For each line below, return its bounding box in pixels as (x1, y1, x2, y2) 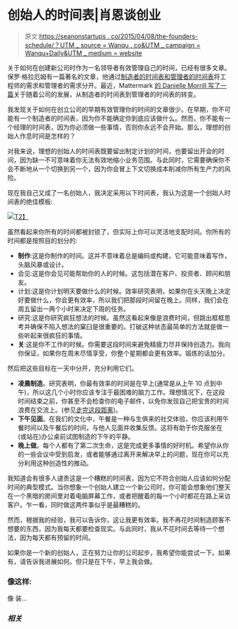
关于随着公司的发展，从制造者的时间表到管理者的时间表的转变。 (13, 90, 200, 99)
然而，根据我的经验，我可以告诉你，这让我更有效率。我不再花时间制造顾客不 (7, 516, 231, 524)
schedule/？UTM (24, 40, 75, 49)
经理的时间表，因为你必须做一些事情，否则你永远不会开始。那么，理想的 (13, 123, 225, 131)
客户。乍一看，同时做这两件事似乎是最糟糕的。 (7, 500, 144, 508)
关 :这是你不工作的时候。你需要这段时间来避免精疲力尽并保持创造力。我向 (17, 340, 231, 348)
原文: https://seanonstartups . (24, 32, 110, 40)
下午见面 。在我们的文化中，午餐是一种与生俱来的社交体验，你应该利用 (17, 414, 223, 423)
